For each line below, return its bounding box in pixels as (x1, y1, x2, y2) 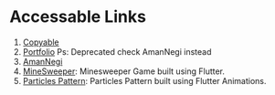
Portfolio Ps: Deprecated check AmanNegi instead (22, 46, 212, 57)
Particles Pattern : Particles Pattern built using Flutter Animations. (22, 75, 267, 86)
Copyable (22, 37, 59, 47)
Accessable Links (9, 6, 146, 27)
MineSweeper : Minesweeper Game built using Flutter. (22, 66, 226, 77)
